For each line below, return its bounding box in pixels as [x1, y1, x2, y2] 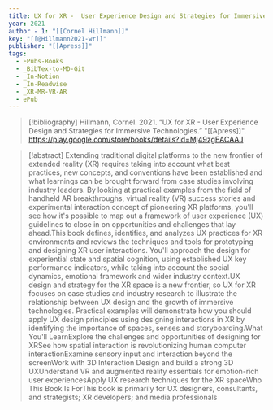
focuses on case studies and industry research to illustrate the [28, 289, 238, 299]
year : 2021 [8, 20, 45, 28]
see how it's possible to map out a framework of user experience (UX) [28, 211, 264, 220]
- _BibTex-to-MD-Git [15, 65, 85, 73]
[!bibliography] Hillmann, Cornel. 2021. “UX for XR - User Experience [28, 117, 258, 127]
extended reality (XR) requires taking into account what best [28, 159, 230, 169]
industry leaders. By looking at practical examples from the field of [28, 185, 252, 195]
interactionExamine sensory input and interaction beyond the [28, 349, 233, 359]
